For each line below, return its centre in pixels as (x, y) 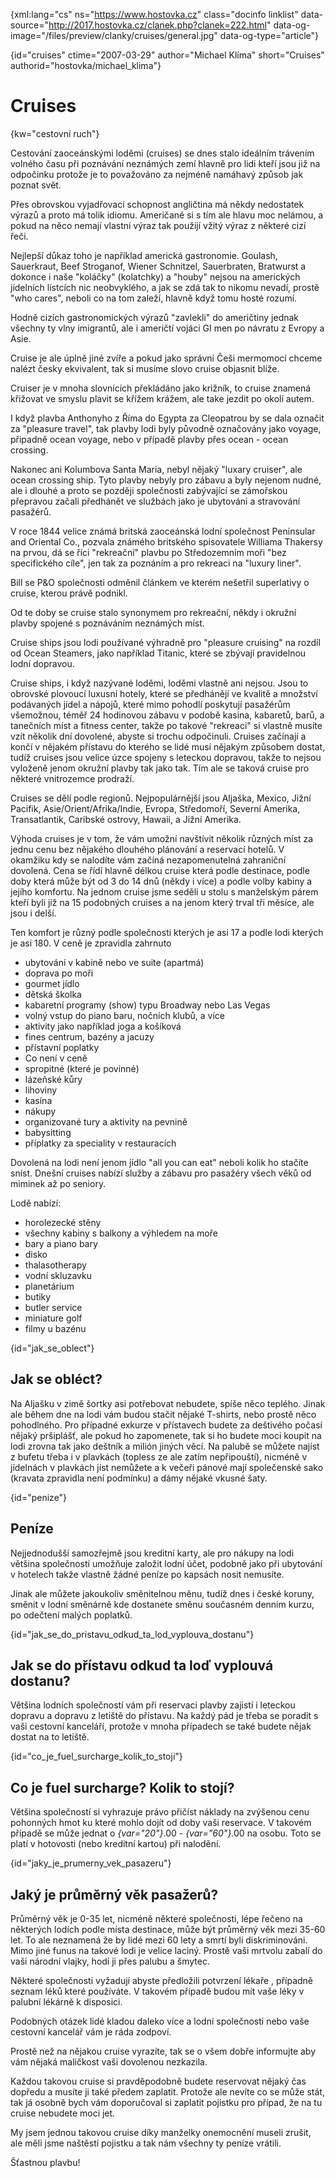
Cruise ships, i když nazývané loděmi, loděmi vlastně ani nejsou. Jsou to (159, 683)
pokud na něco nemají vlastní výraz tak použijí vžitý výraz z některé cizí (158, 225)
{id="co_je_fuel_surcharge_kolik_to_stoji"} (96, 1756)
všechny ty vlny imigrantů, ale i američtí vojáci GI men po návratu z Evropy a (167, 328)
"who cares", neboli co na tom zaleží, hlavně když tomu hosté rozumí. (154, 298)
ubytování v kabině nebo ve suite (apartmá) (114, 962)
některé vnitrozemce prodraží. (72, 778)
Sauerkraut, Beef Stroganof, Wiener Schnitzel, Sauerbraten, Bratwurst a (158, 266)
